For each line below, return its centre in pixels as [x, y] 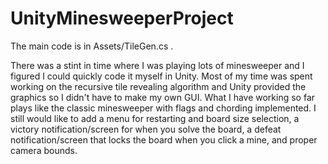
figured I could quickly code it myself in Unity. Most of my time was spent [161, 76]
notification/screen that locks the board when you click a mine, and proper [164, 139]
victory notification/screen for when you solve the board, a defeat [146, 129]
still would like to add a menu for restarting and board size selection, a [155, 118]
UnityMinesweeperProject [122, 18]
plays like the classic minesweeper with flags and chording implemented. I [163, 108]
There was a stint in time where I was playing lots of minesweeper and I [157, 65]
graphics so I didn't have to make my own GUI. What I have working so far [163, 97]
